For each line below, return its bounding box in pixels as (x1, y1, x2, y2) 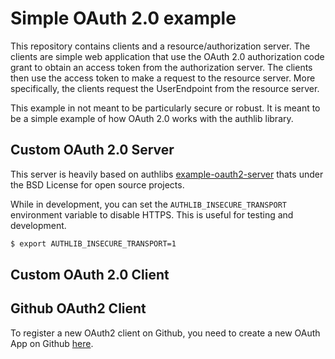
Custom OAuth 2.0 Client (10, 267, 170, 284)
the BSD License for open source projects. (10, 178, 185, 191)
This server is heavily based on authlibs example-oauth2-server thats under (10, 168, 324, 180)
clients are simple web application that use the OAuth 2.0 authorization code (10, 50, 325, 62)
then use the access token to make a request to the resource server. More (10, 72, 316, 84)
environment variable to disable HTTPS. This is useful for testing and (10, 208, 294, 221)
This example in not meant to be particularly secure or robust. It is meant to (10, 102, 321, 114)
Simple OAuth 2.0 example (10, 7, 237, 30)
